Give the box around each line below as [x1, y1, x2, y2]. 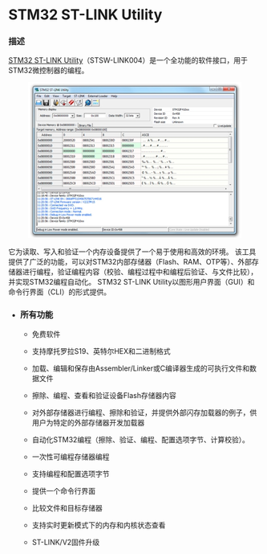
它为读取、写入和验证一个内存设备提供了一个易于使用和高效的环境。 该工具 [8, 247, 257, 256]
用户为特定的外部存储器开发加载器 [31, 417, 145, 427]
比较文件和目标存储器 [31, 503, 103, 512]
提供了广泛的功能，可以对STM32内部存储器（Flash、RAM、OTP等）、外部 [8, 257, 253, 267]
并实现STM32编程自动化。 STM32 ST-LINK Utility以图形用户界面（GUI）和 [8, 277, 255, 287]
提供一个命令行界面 [31, 486, 96, 495]
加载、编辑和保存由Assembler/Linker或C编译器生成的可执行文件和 [31, 363, 250, 373]
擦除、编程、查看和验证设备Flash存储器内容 [31, 390, 176, 400]
